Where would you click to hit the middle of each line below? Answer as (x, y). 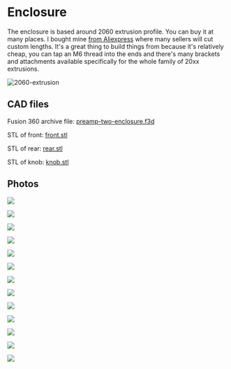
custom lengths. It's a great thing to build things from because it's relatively (116, 46)
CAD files (28, 105)
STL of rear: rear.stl (35, 148)
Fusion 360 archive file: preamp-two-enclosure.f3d (81, 121)
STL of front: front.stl (37, 134)
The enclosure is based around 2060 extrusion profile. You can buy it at (111, 32)
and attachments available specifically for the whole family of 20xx (103, 61)
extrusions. (23, 69)
